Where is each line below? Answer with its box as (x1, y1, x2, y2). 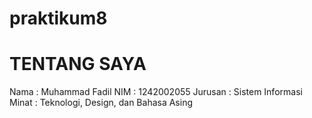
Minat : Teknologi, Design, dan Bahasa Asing (9, 97, 194, 109)
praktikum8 (9, 7, 108, 30)
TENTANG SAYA (9, 53, 147, 76)
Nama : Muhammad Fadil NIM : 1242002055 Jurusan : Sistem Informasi (9, 86, 303, 98)
